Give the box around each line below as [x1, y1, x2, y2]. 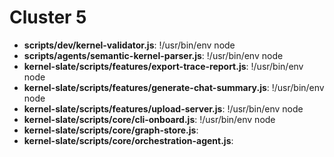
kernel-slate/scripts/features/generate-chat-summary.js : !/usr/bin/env [23, 81, 325, 93]
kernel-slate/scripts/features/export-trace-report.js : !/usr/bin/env [23, 60, 304, 72]
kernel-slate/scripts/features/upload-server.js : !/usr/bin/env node [23, 102, 304, 115]
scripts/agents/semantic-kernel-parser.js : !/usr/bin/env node [23, 49, 284, 61]
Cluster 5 [9, 6, 87, 29]
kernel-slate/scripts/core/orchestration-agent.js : [23, 134, 234, 146]
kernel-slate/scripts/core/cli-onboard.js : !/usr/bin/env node [23, 113, 276, 125]
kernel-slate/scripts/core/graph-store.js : [23, 124, 199, 136]
